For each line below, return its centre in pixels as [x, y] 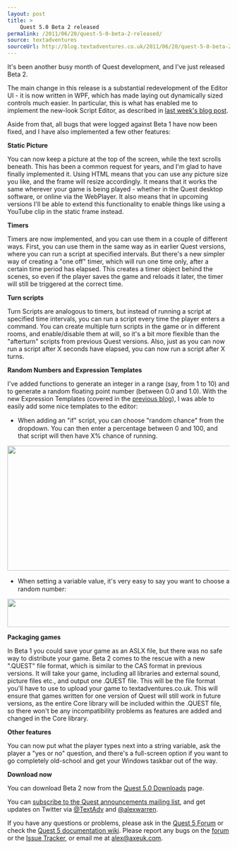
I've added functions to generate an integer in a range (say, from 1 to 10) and [119, 384]
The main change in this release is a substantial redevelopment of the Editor [117, 88]
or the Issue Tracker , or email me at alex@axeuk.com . [85, 838]
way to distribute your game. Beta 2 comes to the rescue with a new [107, 658]
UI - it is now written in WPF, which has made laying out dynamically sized [115, 95]
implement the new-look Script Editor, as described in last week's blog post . [118, 111]
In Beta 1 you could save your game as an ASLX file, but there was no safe [115, 651]
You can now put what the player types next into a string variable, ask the [114, 746]
